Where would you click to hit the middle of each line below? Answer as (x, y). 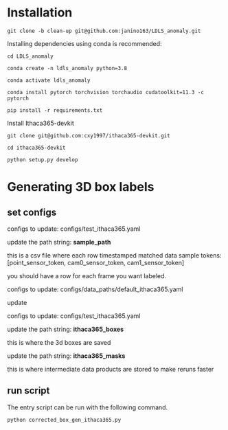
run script (28, 391)
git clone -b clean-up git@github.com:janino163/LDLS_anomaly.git (104, 31)
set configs (32, 212)
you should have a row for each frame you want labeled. (87, 275)
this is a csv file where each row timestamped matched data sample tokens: (114, 255)
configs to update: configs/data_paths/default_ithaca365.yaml (95, 289)
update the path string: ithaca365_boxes (66, 329)
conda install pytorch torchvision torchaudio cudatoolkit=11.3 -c (106, 92)
